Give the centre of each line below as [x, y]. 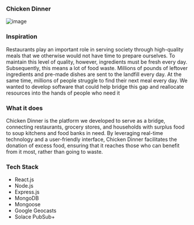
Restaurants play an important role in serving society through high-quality [95, 49]
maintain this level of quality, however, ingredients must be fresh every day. [97, 62]
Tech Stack [22, 167]
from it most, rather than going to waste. [55, 151]
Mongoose [27, 205]
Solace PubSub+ [35, 217]
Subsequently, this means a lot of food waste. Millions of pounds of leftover [97, 68]
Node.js [24, 186]
